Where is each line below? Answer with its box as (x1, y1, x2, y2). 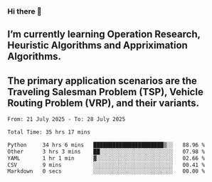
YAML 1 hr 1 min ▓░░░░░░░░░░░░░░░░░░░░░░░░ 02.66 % (7, 154, 205, 162)
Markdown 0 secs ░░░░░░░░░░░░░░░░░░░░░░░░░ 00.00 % (7, 168, 205, 175)
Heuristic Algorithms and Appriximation (7, 39, 189, 52)
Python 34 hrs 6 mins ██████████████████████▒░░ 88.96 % (7, 141, 205, 149)
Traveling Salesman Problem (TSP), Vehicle (7, 85, 204, 98)
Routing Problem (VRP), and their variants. (7, 97, 200, 109)
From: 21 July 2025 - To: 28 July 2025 (7, 116, 126, 123)
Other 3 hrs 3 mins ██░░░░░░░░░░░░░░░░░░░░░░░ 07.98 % (7, 148, 205, 155)
